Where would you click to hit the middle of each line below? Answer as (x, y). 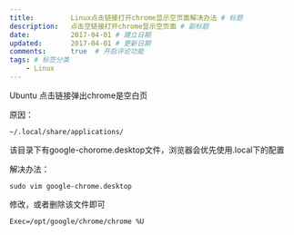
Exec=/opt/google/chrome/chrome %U (77, 221)
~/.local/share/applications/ (67, 132)
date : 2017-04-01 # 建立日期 (81, 34)
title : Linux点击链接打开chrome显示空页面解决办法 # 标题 (126, 18)
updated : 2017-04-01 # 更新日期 (81, 43)
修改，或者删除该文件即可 (57, 204)
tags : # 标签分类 (40, 60)
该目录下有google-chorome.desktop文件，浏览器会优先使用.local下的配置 (147, 150)
